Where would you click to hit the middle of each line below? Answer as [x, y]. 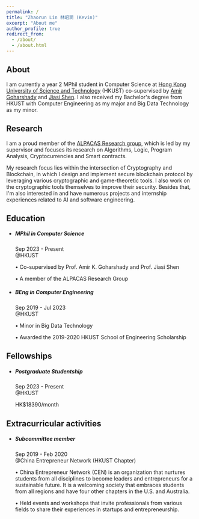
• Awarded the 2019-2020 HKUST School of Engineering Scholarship [100, 337]
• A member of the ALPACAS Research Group [72, 278]
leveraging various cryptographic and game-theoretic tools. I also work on [98, 180]
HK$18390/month [37, 405]
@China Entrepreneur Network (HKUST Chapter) [75, 460]
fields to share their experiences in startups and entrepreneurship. [97, 509]
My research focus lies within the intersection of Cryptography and [89, 167]
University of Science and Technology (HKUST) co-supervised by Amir [94, 90]
